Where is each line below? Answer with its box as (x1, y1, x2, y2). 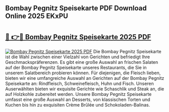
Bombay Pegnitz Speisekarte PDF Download (5, 4, 147, 13)
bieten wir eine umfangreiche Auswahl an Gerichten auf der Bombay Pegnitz (5, 75, 164, 81)
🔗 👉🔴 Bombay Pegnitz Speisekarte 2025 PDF (5, 33, 151, 41)
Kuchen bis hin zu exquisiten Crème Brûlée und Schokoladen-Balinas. (5, 102, 150, 107)
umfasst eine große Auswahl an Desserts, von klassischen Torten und (5, 96, 150, 102)
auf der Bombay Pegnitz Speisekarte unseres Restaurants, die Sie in (5, 65, 147, 70)
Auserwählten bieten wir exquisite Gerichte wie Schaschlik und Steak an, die (5, 86, 164, 92)
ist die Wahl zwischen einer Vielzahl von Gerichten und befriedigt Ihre (5, 54, 150, 60)
